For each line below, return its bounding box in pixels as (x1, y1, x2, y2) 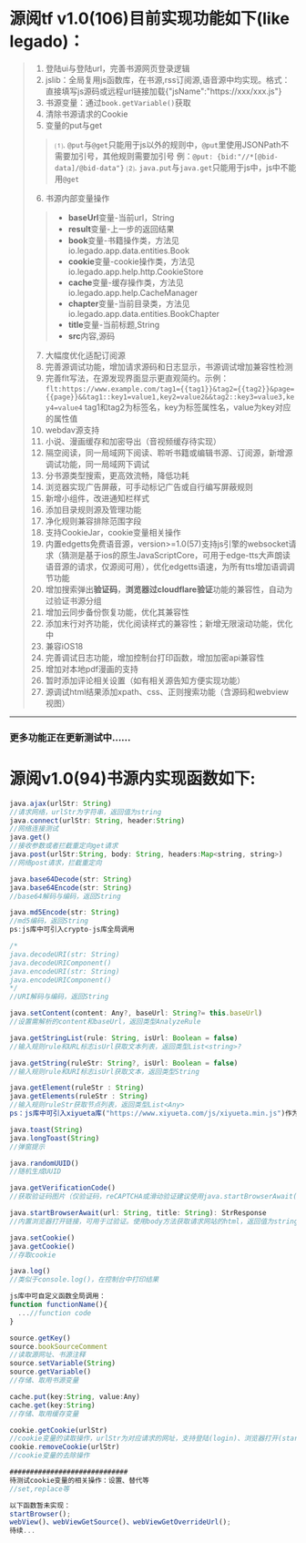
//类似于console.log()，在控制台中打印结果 (9, 1275, 159, 1284)
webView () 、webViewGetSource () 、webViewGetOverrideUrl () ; (9, 1517, 231, 1527)
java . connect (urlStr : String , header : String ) (9, 816, 185, 825)
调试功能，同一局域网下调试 (45, 458, 150, 469)
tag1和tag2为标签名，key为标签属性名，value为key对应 (84, 402, 291, 413)
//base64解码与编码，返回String (9, 892, 121, 901)
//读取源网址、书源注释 (9, 1350, 87, 1360)
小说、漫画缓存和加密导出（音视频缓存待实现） (45, 435, 221, 446)
